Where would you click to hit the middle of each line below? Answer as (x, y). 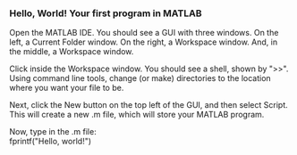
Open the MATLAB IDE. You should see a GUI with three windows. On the (144, 33)
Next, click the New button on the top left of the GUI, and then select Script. (148, 105)
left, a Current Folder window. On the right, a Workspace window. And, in (144, 42)
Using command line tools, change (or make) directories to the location (140, 78)
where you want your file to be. (67, 88)
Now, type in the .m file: (53, 132)
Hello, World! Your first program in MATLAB (106, 13)
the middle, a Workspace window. (72, 52)
